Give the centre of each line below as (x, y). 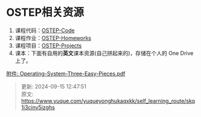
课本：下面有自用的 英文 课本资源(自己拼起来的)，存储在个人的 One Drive (104, 53)
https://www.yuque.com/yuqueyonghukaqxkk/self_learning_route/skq (108, 101)
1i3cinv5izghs (38, 107)
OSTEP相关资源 (45, 12)
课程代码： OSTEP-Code (45, 30)
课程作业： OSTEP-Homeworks (53, 38)
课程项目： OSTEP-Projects (48, 45)
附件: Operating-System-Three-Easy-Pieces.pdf (66, 73)
